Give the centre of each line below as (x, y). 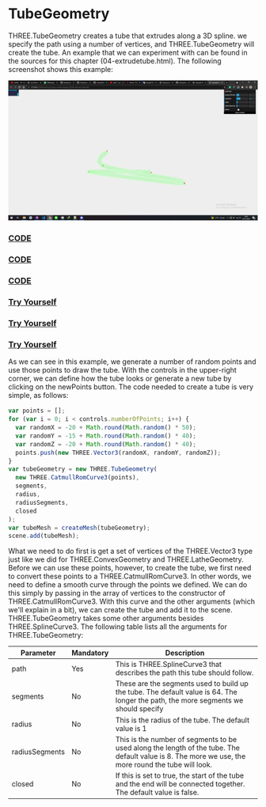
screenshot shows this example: (61, 69)
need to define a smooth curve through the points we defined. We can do (128, 585)
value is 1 (131, 728)
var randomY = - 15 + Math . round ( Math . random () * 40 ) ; (106, 436)
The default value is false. (157, 793)
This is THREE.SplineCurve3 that (168, 665)
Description (185, 653)
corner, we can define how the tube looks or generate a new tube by (120, 379)
